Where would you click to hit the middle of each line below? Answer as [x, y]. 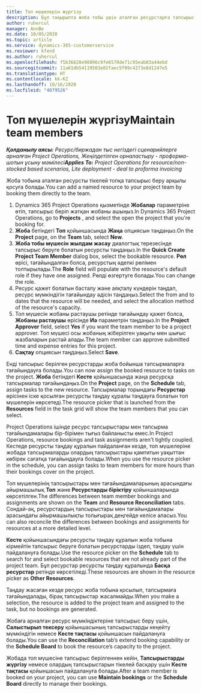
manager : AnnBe [25, 29]
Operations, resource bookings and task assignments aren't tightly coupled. [100, 439]
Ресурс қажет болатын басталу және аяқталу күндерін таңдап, [96, 288]
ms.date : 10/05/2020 [32, 34]
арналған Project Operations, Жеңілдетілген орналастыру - [82, 156]
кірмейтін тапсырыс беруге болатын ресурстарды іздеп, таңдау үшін [95, 546]
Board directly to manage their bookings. [57, 683]
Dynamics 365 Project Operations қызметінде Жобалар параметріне [102, 205]
